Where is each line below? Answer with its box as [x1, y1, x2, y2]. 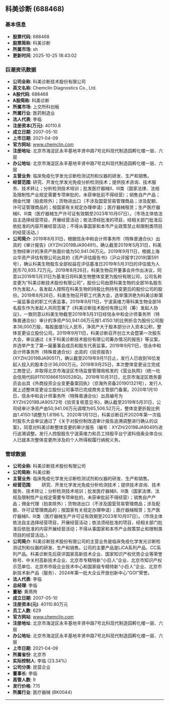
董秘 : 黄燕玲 [12, 589, 38, 595]
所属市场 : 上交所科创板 [12, 104, 59, 110]
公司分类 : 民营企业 [12, 664, 51, 670]
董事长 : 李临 [12, 670, 38, 676]
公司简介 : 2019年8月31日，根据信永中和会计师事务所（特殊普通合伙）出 [12, 235, 160, 241]
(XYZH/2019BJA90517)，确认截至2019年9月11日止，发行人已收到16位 [12, 355, 156, 361]
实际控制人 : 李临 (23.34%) [12, 658, 67, 664]
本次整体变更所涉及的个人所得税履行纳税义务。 [26, 436, 123, 443]
